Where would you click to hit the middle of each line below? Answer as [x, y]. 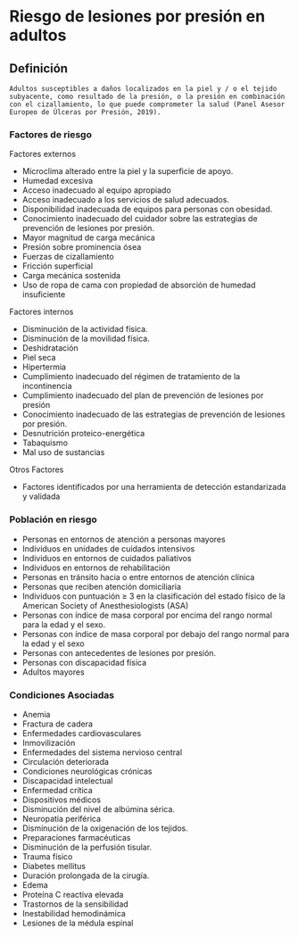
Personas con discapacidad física [84, 662]
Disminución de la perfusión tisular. [87, 847]
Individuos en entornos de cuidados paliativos [107, 558]
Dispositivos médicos [61, 800]
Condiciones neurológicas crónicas [87, 771]
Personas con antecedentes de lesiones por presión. [119, 652]
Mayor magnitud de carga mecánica [89, 237]
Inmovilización [49, 742]
